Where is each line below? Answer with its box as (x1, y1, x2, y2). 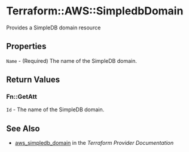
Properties (6, 41, 47, 51)
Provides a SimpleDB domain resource (6, 24, 101, 31)
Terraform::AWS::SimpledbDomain (6, 4, 184, 18)
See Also (6, 123, 40, 133)
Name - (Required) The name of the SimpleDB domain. (6, 57, 138, 64)
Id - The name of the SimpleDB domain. (6, 106, 105, 113)
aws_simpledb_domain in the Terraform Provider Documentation (14, 139, 174, 147)
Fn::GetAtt (6, 93, 37, 101)
